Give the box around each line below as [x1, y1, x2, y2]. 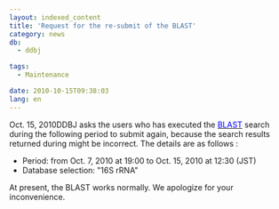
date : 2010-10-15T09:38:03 [9, 86, 109, 95]
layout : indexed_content [9, 12, 101, 22]
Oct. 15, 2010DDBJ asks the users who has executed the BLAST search [9, 119, 270, 130]
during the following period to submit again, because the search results [9, 128, 271, 139]
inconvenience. [9, 191, 66, 202]
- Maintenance [17, 70, 69, 80]
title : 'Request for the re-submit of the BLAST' [9, 21, 197, 30]
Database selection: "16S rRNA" [21, 165, 139, 175]
